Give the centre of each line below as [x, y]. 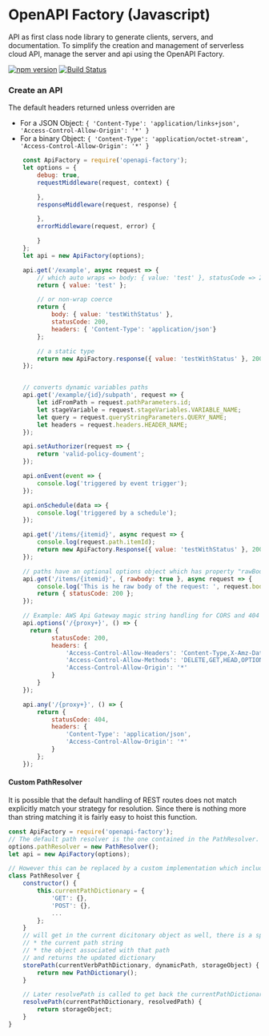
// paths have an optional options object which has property [128, 571]
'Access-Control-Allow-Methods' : [121, 661]
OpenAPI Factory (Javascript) [109, 15]
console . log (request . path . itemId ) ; [96, 542]
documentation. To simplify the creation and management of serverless [126, 45]
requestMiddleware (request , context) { [104, 183]
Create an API [36, 90]
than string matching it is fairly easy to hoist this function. [103, 817]
